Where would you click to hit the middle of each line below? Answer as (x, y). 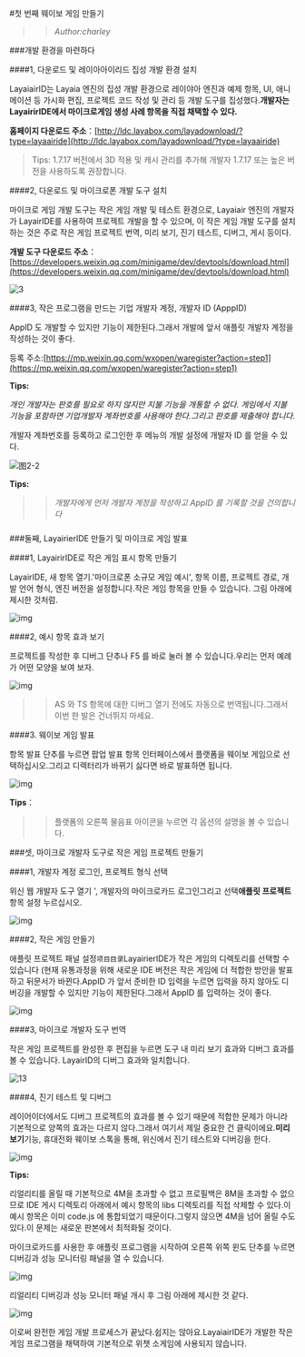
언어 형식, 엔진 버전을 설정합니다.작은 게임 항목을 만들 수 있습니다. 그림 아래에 (155, 588)
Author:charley (82, 31)
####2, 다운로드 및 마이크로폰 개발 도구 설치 (89, 190)
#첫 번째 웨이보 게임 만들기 (57, 13)
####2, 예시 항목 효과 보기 (57, 636)
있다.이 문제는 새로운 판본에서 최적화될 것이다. (91, 1227)
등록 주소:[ (28, 358)
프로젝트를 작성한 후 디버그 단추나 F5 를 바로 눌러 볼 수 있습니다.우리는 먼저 (142, 656)
